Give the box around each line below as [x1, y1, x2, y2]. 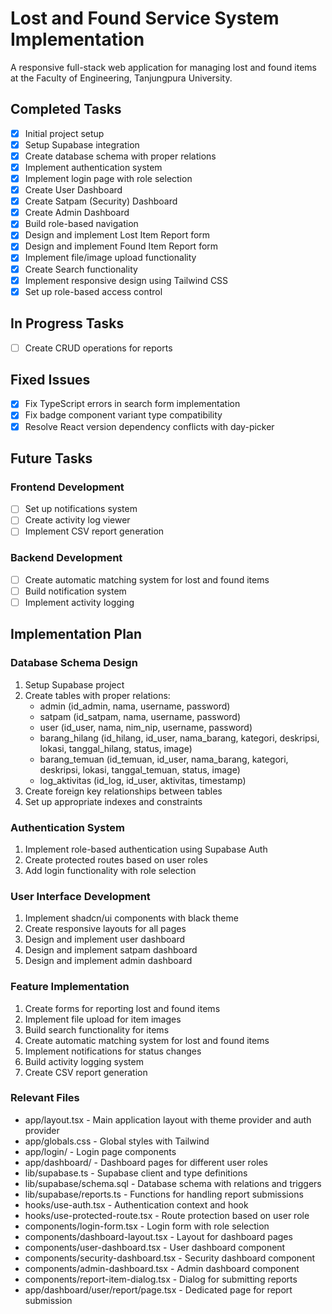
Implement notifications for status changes [24, 1045, 202, 1057]
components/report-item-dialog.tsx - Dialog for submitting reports [24, 1273, 298, 1285]
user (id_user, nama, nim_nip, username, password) [39, 721, 253, 733]
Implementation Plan [10, 626, 143, 643]
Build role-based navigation [24, 218, 139, 230]
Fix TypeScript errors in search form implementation [24, 398, 241, 410]
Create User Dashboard [24, 184, 123, 196]
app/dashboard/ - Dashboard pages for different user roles [24, 1156, 268, 1168]
